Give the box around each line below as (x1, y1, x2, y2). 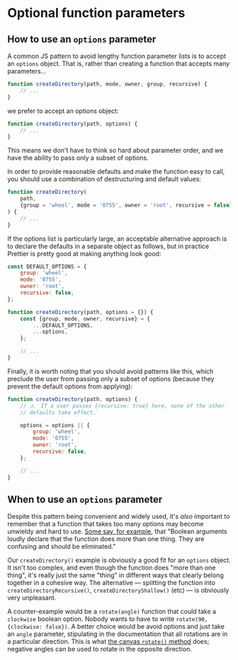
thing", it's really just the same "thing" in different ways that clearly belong (7, 571, 225, 579)
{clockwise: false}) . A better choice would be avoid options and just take (7, 623, 225, 631)
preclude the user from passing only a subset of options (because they (7, 374, 215, 383)
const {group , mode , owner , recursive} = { (20, 315, 151, 323)
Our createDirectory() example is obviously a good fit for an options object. (7, 556, 231, 565)
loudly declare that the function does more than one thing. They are (7, 535, 205, 543)
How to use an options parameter (7, 33, 157, 45)
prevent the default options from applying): (7, 382, 133, 390)
